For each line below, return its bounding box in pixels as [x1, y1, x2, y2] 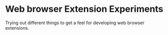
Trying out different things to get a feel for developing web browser [5, 20, 145, 26]
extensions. [5, 25, 29, 31]
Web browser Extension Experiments [5, 3, 163, 15]
